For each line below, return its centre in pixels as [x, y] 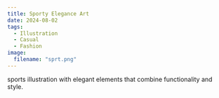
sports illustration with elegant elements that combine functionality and [110, 79]
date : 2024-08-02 [33, 20]
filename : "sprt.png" [45, 59]
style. [15, 86]
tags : [15, 27]
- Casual [26, 40]
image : [17, 53]
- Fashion [28, 46]
